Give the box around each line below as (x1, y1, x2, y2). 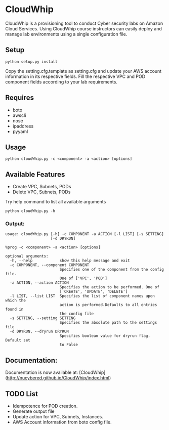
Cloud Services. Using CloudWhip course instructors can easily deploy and (5, 25, 162, 31)
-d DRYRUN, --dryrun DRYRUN (10, 329, 69, 334)
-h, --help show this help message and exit (10, 258, 130, 264)
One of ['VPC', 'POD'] (59, 276, 108, 281)
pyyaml (12, 128, 28, 135)
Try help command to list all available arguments (5, 199, 106, 205)
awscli (12, 112, 26, 118)
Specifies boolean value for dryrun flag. (59, 333, 151, 338)
